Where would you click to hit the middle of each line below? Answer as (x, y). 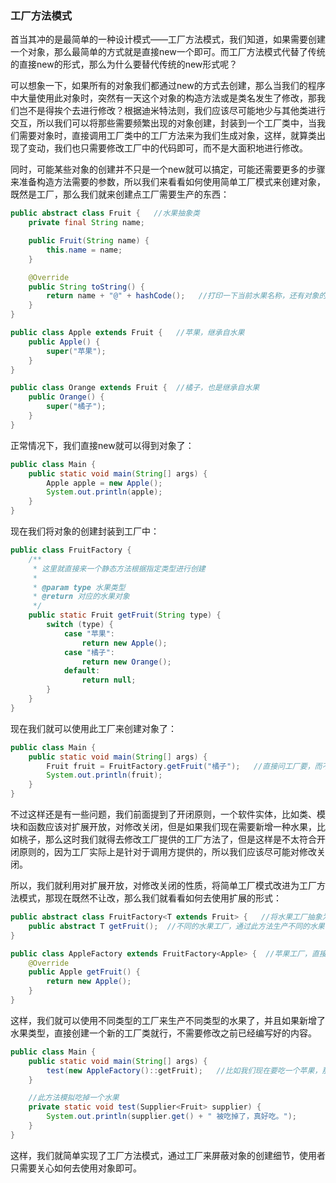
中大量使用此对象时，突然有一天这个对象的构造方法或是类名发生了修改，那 (163, 98)
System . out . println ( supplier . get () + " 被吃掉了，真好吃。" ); (171, 1117)
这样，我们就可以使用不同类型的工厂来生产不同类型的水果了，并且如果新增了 (168, 1020)
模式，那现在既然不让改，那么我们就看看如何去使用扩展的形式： (150, 898)
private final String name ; (86, 223)
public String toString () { (86, 287)
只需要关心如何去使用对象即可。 (76, 1168)
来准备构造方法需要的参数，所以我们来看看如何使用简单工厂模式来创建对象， (168, 182)
